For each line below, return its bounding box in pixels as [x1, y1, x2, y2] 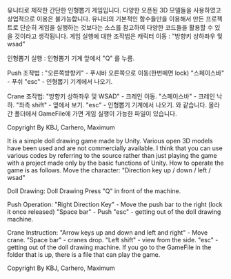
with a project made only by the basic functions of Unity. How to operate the [7, 159, 224, 167]
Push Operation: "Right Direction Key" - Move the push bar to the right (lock [7, 200, 223, 208]
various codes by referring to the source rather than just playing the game [7, 152, 217, 159]
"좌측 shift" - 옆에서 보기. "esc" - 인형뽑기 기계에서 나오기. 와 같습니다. [16, 101, 208, 109]
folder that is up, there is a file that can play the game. [7, 251, 161, 258]
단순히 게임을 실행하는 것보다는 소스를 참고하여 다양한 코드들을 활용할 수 [19, 24, 214, 31]
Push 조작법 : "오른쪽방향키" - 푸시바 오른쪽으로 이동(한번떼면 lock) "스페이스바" [7, 69, 225, 77]
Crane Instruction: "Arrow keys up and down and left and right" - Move [7, 228, 208, 237]
